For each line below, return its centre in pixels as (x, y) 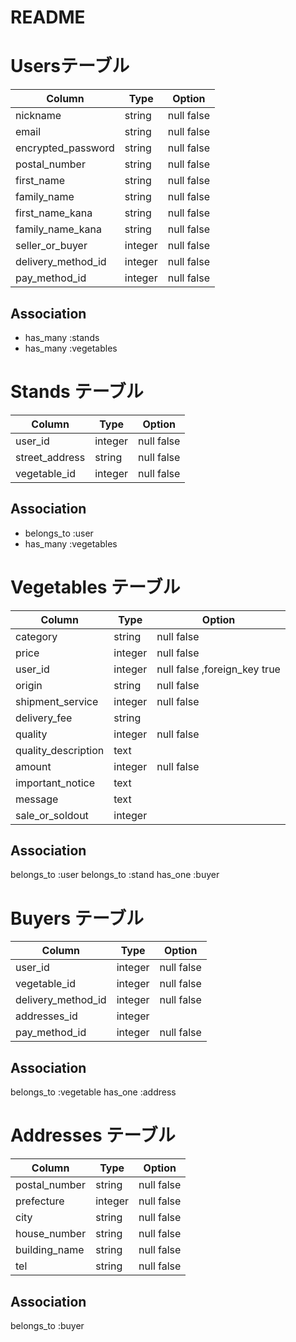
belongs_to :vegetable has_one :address (93, 1092)
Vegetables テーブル (95, 587)
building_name (50, 1250)
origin (29, 685)
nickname (38, 116)
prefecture (40, 1201)
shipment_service (57, 701)
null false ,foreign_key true (218, 669)
